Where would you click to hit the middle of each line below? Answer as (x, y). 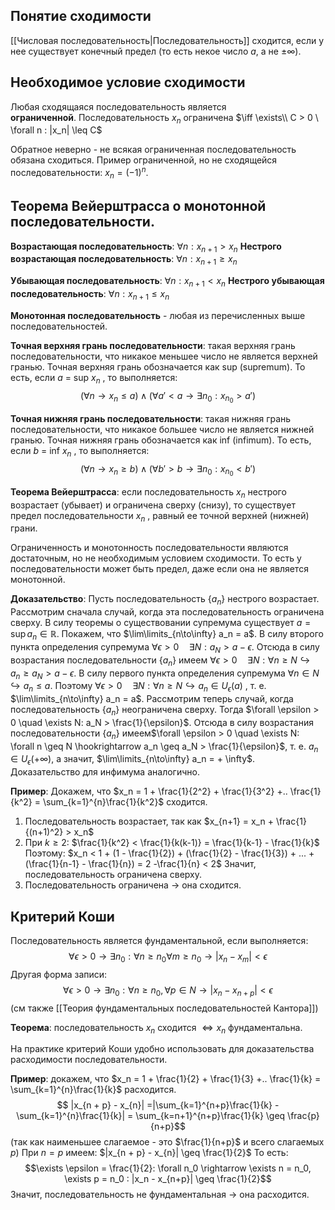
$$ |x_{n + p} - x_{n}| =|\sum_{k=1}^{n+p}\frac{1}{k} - (168, 1105)
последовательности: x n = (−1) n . (79, 173)
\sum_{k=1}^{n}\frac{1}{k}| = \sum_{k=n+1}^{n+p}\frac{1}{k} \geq (151, 1116)
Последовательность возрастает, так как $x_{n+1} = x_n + (149, 821)
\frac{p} (303, 1116)
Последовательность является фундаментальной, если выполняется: (159, 941)
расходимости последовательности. (89, 1060)
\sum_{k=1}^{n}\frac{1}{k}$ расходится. (93, 1090)
